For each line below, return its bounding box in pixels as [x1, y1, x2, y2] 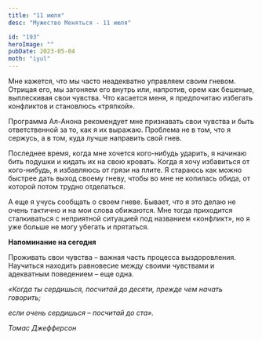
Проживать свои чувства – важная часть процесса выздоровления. [8, 253, 237, 261]
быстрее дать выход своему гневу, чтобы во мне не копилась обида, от [8, 174, 251, 183]
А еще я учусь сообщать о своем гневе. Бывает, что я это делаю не [8, 197, 237, 207]
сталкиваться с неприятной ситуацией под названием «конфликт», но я [8, 214, 250, 223]
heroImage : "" [8, 40, 55, 48]
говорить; [8, 293, 42, 302]
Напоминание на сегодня [8, 237, 96, 247]
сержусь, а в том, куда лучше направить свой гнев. [8, 133, 182, 142]
